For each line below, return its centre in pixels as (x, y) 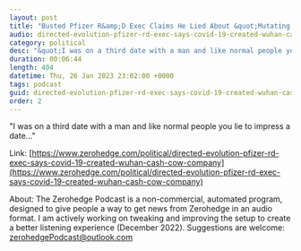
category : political (48, 43)
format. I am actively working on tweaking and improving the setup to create (150, 218)
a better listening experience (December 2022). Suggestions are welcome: (147, 228)
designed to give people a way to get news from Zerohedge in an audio (141, 209)
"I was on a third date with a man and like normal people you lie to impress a (150, 126)
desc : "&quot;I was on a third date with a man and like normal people (146, 51)
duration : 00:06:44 (46, 59)
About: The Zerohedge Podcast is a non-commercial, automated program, (146, 199)
